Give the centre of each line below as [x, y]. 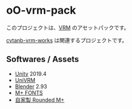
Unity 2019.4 [31, 74]
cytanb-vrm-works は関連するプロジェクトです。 [67, 40]
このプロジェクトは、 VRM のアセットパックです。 [68, 27]
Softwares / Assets [43, 59]
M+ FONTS [29, 92]
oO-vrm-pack [41, 10]
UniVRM [25, 80]
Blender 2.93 [31, 86]
